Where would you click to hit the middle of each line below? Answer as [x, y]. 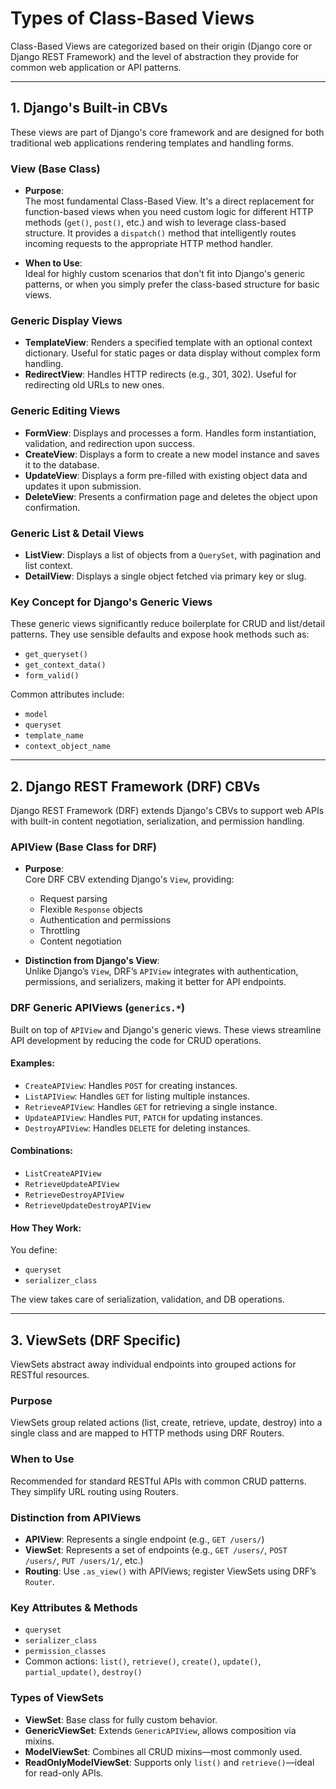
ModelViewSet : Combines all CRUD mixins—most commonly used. [163, 1751]
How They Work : [46, 1228]
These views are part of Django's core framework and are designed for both [167, 132]
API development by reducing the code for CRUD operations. [136, 1040]
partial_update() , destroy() [83, 1672]
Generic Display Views [66, 320]
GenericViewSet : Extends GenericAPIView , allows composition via [160, 1730]
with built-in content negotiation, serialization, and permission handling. [157, 821]
